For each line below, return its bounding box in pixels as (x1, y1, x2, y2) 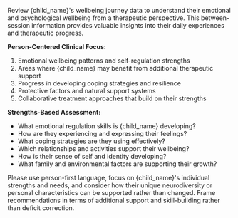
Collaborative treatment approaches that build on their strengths (17, 94, 207, 103)
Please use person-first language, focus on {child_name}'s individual (7, 174, 210, 182)
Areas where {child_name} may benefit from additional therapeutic (17, 64, 214, 72)
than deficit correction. (7, 204, 75, 212)
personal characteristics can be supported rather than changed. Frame (7, 189, 216, 197)
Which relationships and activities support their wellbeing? (17, 145, 190, 152)
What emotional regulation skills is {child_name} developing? (17, 122, 196, 130)
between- (200, 14, 230, 22)
